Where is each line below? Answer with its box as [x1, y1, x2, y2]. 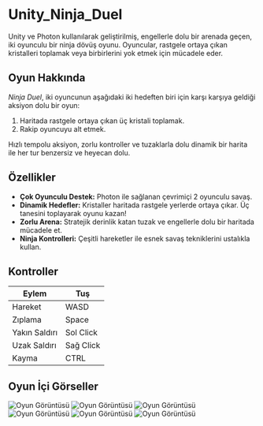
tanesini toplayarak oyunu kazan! [19, 208, 128, 218]
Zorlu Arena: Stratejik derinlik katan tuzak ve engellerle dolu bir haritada [19, 217, 254, 226]
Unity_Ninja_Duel [8, 6, 123, 24]
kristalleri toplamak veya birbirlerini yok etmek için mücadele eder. [8, 48, 223, 58]
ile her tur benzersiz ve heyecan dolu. [8, 148, 131, 157]
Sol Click [65, 327, 98, 338]
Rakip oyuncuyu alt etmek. [19, 124, 106, 133]
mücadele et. [19, 225, 63, 234]
